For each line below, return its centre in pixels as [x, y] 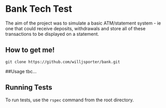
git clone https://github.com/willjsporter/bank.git [63, 62]
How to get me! [30, 50]
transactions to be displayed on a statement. [52, 34]
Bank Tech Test [39, 9]
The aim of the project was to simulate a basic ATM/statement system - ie [83, 23]
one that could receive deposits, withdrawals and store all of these [76, 28]
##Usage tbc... [21, 71]
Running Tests [29, 88]
